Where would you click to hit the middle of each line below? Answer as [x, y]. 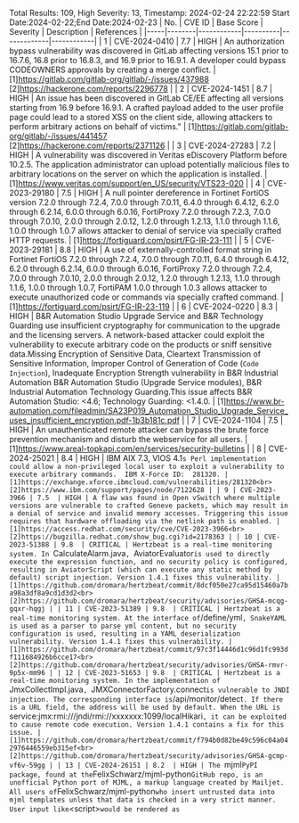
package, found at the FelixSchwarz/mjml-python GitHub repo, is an [136, 774]
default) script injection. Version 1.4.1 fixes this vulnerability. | [145, 578]
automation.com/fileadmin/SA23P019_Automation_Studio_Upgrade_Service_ [149, 411]
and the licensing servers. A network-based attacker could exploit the [137, 335]
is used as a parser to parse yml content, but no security [123, 626]
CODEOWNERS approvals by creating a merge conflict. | [113, 70]
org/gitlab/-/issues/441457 [58, 136]
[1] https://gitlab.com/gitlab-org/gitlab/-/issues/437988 [109, 79]
